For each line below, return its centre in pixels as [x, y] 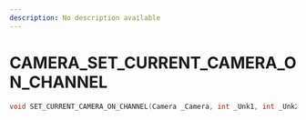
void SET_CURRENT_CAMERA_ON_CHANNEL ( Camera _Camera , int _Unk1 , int [142, 106]
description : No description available [85, 18]
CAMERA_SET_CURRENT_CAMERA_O [153, 62]
